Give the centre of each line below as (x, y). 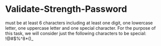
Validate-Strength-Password (66, 9)
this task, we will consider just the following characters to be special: (76, 33)
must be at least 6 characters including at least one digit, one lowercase (79, 23)
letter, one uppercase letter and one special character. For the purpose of (80, 28)
